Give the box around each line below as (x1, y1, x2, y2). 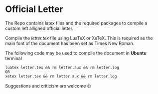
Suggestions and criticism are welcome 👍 (5, 82, 92, 88)
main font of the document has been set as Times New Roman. (5, 40, 135, 46)
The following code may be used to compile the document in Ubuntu (5, 50, 147, 56)
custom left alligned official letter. (5, 25, 74, 31)
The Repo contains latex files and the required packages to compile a (5, 20, 148, 26)
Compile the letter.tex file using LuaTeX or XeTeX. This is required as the (5, 35, 153, 41)
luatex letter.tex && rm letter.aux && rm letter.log (5, 65, 120, 70)
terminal (5, 55, 22, 61)
